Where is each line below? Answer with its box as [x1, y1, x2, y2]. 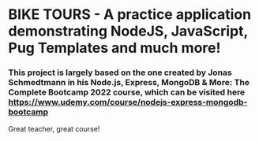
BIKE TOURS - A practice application [8, 6, 251, 24]
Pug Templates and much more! [8, 39, 221, 57]
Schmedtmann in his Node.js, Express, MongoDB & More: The [8, 77, 250, 88]
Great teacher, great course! [8, 124, 100, 134]
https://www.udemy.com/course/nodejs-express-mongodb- [8, 97, 248, 108]
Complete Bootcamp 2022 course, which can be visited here [8, 87, 246, 98]
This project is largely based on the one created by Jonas [8, 67, 232, 78]
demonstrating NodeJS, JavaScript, [8, 22, 249, 40]
